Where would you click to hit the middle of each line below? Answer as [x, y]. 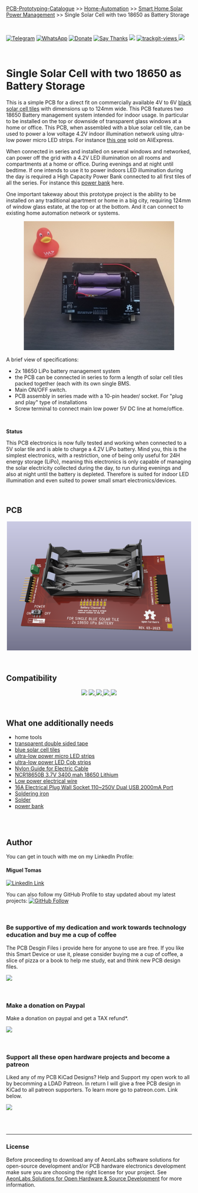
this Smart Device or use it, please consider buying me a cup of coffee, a [95, 954]
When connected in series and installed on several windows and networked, [99, 151]
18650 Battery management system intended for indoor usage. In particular [97, 115]
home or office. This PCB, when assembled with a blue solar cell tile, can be [98, 127]
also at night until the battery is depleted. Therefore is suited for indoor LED [98, 474]
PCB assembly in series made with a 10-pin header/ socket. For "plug [99, 396]
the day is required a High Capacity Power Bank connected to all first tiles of [99, 176]
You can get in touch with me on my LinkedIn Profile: [70, 856]
